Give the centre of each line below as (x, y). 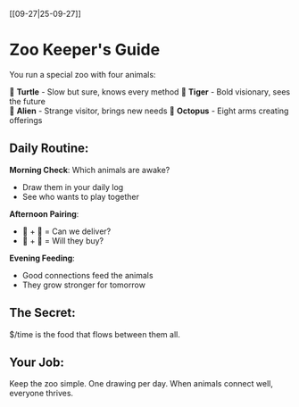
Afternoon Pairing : (44, 213)
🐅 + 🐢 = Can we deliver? (66, 231)
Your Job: (37, 362)
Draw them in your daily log (73, 187)
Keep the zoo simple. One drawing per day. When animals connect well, (141, 384)
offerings (26, 120)
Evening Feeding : (42, 258)
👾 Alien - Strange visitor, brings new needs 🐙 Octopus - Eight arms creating (149, 111)
